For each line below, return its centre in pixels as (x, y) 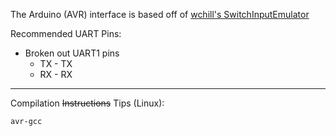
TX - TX (56, 63)
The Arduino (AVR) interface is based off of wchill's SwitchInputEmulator (160, 14)
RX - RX (56, 74)
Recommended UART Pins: (66, 33)
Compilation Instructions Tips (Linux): (87, 103)
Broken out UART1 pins (72, 53)
